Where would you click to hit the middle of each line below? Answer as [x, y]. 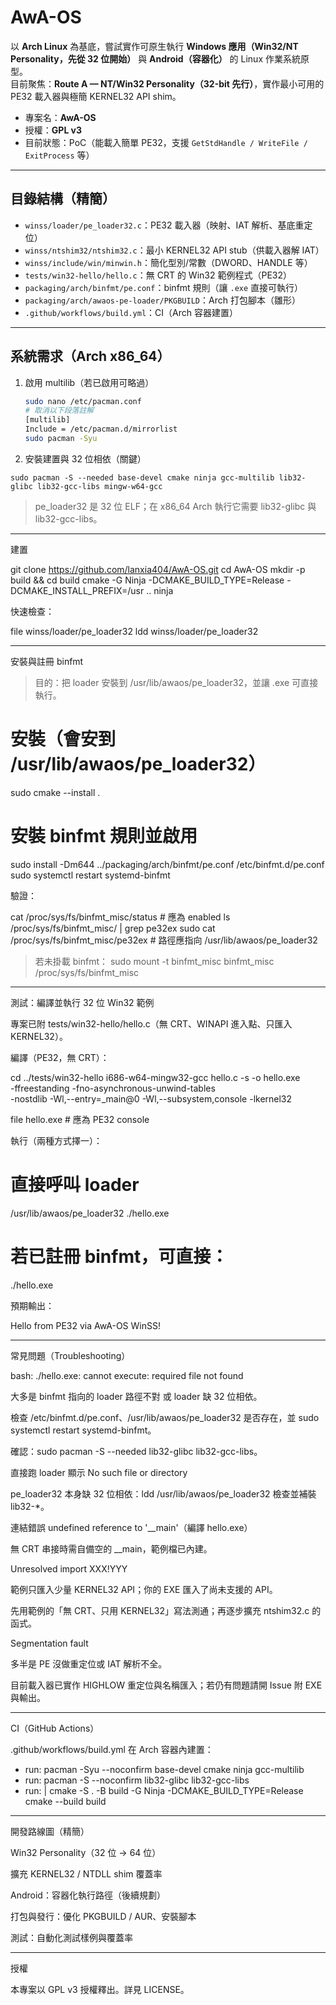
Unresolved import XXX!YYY [69, 1568]
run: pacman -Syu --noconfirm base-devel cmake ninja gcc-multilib [164, 1769]
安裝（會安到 [63, 739]
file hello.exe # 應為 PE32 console [80, 1119]
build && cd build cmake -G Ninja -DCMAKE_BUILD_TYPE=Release [147, 580]
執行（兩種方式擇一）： [56, 1140]
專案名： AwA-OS [60, 117]
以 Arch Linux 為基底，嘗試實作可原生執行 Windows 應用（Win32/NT [154, 46]
